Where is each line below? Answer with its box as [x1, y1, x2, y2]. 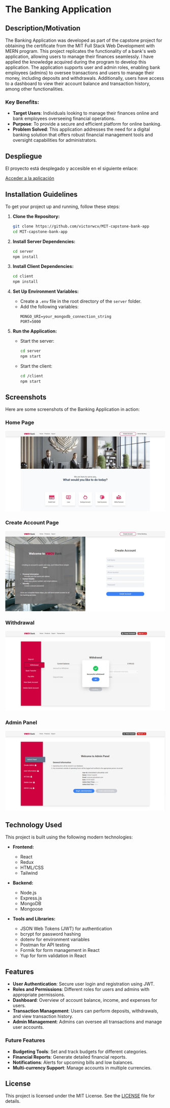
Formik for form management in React [20, 947, 100, 953]
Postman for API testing [20, 942, 70, 948]
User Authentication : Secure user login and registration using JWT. [12, 981, 155, 987]
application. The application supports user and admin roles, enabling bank [5, 65, 160, 70]
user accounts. [12, 1024, 44, 1030]
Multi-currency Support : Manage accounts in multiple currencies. [12, 1064, 152, 1071]
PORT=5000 [20, 319, 42, 324]
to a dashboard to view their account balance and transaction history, [5, 80, 151, 86]
